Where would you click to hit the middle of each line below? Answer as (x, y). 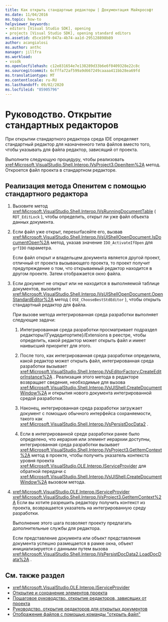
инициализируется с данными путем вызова (60, 549)
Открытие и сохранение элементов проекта (60, 593)
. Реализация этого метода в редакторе (96, 377)
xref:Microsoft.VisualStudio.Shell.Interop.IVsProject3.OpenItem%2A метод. (83, 165)
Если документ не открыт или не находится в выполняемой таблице (86, 284)
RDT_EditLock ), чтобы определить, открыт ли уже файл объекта (80, 217)
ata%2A (21, 560)
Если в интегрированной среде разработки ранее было (80, 434)
